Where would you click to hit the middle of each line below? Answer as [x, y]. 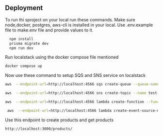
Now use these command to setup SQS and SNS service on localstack [75, 75]
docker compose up [24, 66]
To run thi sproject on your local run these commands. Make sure [70, 19]
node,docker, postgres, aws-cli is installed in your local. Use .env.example [79, 25]
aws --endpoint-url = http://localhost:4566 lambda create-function [75, 102]
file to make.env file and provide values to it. [49, 30]
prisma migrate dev [29, 43]
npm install [22, 39]
